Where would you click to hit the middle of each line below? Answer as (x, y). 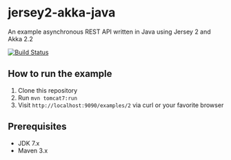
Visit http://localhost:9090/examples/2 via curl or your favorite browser (121, 105)
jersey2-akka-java (62, 13)
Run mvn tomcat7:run (48, 98)
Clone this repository (48, 90)
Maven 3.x (33, 150)
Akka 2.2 (20, 38)
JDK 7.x (29, 143)
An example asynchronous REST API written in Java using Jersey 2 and (109, 32)
